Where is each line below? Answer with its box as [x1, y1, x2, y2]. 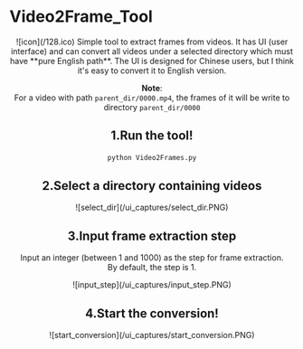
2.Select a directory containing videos [42, 178, 262, 193]
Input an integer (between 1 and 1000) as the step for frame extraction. [20, 252, 284, 263]
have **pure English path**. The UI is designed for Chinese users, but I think [9, 55, 295, 66]
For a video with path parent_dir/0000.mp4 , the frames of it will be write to [14, 92, 290, 103]
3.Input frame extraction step [67, 228, 237, 243]
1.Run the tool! [110, 128, 194, 144]
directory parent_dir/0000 [103, 101, 201, 112]
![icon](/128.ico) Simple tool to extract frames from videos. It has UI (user [15, 36, 289, 47]
